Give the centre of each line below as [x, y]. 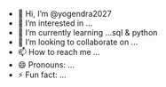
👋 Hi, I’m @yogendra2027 [65, 14]
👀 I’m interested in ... [55, 23]
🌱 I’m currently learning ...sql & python [87, 32]
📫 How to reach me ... [59, 52]
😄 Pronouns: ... [46, 65]
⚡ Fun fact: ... [42, 75]
